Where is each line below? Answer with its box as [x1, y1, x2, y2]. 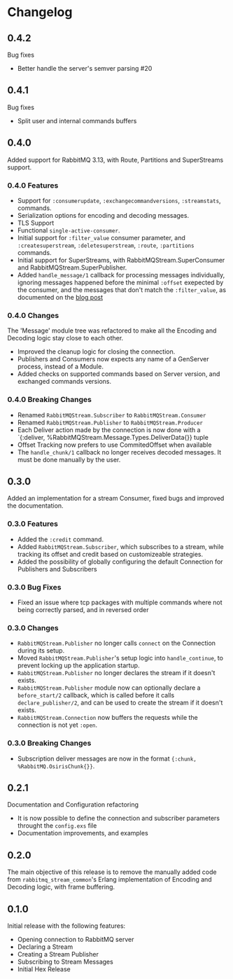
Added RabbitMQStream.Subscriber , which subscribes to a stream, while [17, 542, 224, 550]
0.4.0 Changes [7, 310, 59, 320]
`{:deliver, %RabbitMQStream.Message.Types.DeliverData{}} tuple [17, 433, 209, 441]
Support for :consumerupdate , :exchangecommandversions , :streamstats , [17, 196, 222, 204]
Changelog [7, 4, 73, 20]
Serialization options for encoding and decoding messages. [17, 211, 190, 219]
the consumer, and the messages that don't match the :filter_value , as [17, 285, 226, 294]
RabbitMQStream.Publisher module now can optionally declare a [17, 683, 201, 692]
